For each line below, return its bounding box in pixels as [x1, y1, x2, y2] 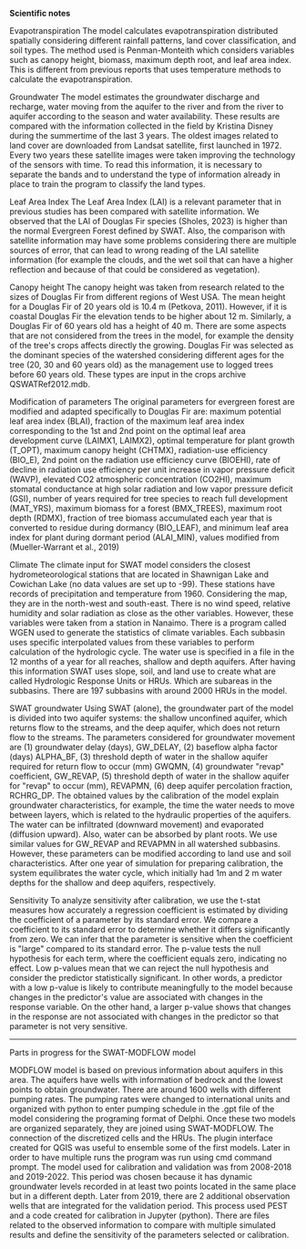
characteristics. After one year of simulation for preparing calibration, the [9, 858, 284, 869]
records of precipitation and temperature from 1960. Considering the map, [9, 588, 288, 599]
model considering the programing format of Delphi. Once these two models [9, 1113, 296, 1124]
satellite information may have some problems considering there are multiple [9, 235, 297, 245]
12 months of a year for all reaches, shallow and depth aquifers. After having [9, 656, 296, 666]
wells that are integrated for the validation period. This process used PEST [9, 1201, 289, 1211]
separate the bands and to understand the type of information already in [9, 169, 280, 180]
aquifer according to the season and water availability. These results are [9, 111, 280, 121]
